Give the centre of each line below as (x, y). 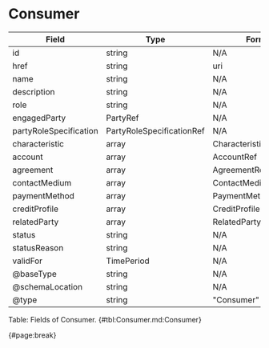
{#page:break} (32, 335)
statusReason (38, 247)
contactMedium (42, 182)
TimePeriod (128, 261)
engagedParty (39, 118)
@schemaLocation (47, 286)
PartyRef (122, 118)
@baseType (35, 274)
